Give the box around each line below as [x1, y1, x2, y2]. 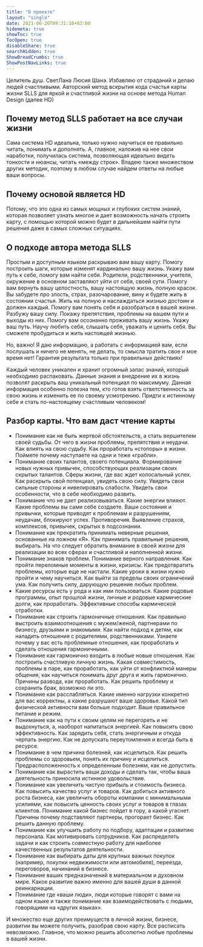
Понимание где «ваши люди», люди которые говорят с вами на [15, 890, 181, 898]
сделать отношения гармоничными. [15, 645, 109, 653]
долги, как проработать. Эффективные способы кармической [15, 600, 176, 607]
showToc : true [6, 32, 42, 38]
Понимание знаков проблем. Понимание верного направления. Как [15, 555, 192, 562]
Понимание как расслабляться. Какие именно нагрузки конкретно [15, 690, 190, 698]
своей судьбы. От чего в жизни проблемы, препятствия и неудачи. [15, 439, 189, 446]
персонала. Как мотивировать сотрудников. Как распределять [15, 833, 180, 840]
